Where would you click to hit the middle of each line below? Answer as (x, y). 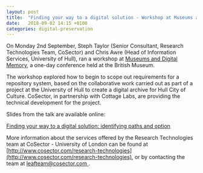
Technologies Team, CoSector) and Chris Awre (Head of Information (91, 53)
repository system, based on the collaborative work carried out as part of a (100, 83)
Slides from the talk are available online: (56, 114)
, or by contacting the (159, 157)
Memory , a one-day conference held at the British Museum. (81, 65)
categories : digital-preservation (50, 29)
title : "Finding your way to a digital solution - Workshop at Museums (100, 18)
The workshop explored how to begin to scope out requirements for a (93, 77)
